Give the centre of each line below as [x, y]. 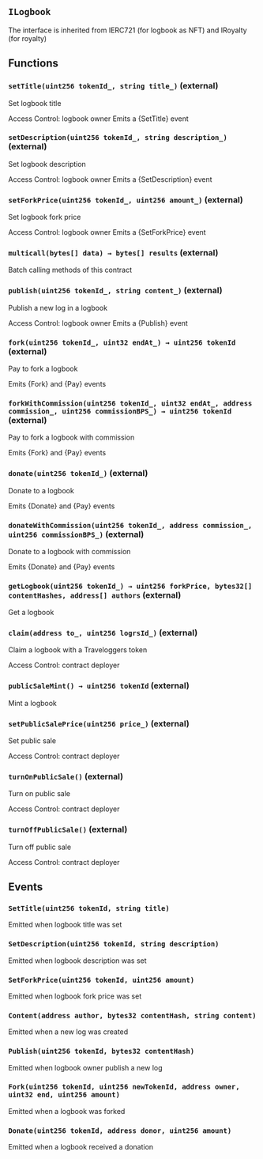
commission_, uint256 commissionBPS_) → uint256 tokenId [120, 411]
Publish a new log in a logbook [58, 308]
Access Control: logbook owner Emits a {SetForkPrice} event [107, 232]
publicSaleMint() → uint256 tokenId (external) [99, 685]
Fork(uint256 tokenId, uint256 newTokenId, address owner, [124, 1087]
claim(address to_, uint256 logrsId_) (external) [103, 633]
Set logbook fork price [45, 217]
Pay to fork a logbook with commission [71, 437]
